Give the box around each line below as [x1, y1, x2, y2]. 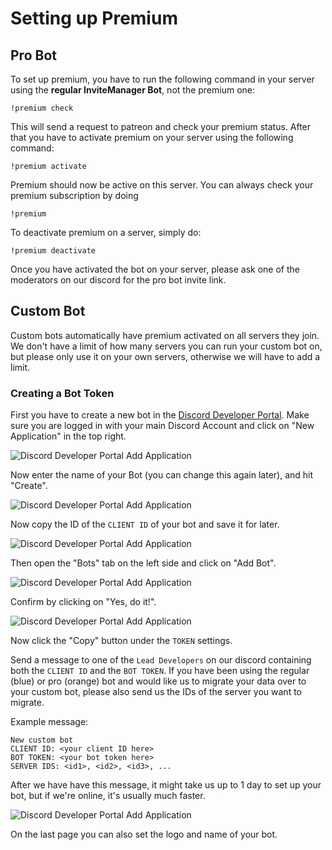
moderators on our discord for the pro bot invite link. [10, 274, 227, 286]
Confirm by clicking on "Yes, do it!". [10, 596, 157, 608]
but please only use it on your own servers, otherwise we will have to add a [10, 350, 321, 362]
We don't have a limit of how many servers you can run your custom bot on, [10, 340, 323, 352]
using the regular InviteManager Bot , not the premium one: [10, 84, 256, 96]
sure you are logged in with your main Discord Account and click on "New [10, 420, 315, 432]
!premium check [10, 103, 74, 113]
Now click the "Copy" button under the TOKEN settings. [10, 635, 233, 647]
